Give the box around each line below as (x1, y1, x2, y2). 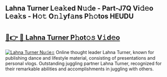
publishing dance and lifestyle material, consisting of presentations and (5, 55, 156, 61)
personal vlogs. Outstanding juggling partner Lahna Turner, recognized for (5, 61, 162, 66)
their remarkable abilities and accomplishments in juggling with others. (5, 66, 154, 72)
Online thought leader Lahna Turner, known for (56, 49, 154, 55)
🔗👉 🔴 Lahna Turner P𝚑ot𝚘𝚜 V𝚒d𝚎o (5, 33, 120, 42)
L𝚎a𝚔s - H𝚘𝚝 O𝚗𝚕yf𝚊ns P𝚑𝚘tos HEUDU (5, 12, 134, 21)
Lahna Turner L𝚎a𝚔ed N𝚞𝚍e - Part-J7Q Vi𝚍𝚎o (5, 4, 154, 13)
